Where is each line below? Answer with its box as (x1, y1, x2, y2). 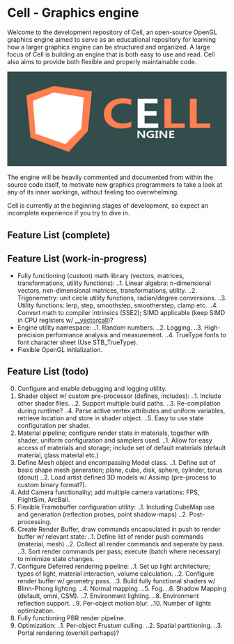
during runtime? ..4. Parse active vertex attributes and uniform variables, (17, 406, 226, 415)
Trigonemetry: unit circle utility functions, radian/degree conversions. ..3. (17, 293, 227, 302)
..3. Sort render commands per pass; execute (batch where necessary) (17, 547, 221, 555)
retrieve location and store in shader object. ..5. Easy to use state (17, 413, 204, 422)
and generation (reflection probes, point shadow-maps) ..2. (17, 510, 188, 519)
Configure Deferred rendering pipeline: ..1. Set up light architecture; (17, 562, 210, 570)
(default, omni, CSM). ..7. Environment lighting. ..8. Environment (17, 591, 199, 600)
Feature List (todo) (7, 366, 89, 378)
